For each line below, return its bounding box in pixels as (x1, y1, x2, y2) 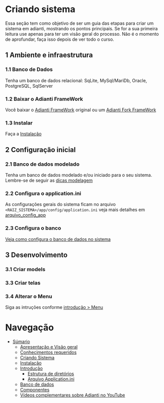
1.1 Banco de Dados (5, 66, 53, 73)
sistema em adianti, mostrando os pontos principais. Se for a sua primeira (5, 25, 158, 31)
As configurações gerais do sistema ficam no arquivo (5, 201, 116, 208)
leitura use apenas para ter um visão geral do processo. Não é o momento (5, 31, 159, 37)
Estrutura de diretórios (27, 370, 74, 376)
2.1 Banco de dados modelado (5, 160, 79, 167)
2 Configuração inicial (5, 145, 76, 154)
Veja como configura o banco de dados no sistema (5, 236, 111, 242)
